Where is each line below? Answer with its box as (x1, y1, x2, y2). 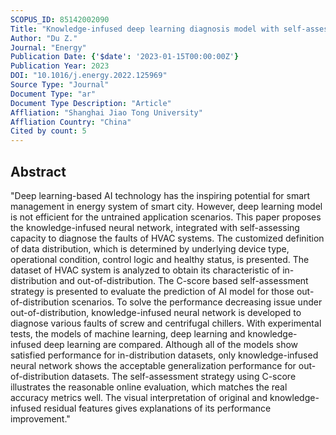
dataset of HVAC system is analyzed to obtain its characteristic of (10, 264, 281, 276)
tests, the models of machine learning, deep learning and (10, 327, 246, 340)
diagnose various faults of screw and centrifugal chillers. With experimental (10, 317, 322, 329)
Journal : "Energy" (10, 42, 87, 53)
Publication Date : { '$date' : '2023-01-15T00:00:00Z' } (10, 52, 240, 62)
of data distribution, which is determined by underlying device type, (10, 242, 290, 255)
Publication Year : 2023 (10, 61, 110, 71)
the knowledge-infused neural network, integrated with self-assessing (10, 221, 300, 233)
